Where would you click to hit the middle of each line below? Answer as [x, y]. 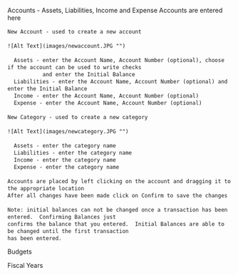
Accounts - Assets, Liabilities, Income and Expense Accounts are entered [115, 10]
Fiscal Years [25, 265]
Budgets [20, 251]
